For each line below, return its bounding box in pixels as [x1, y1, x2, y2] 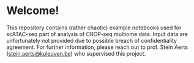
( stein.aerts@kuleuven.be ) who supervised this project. [6, 50, 146, 57]
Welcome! [6, 4, 59, 18]
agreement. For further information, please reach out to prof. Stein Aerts [6, 43, 188, 51]
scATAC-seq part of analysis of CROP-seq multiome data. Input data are [6, 30, 188, 37]
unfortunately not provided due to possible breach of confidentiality [6, 37, 177, 44]
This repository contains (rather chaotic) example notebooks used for [6, 24, 182, 31]
